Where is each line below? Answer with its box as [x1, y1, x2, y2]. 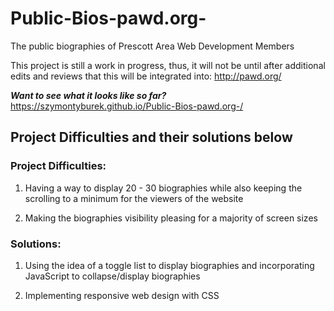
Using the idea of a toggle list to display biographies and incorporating [24, 259, 315, 271]
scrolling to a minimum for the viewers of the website [24, 192, 244, 204]
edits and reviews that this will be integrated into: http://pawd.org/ [10, 70, 282, 82]
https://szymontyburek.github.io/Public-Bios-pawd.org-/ [10, 100, 244, 112]
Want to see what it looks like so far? [10, 89, 167, 101]
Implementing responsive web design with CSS [24, 289, 220, 301]
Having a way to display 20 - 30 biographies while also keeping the [24, 182, 303, 194]
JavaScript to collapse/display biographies [24, 270, 201, 282]
